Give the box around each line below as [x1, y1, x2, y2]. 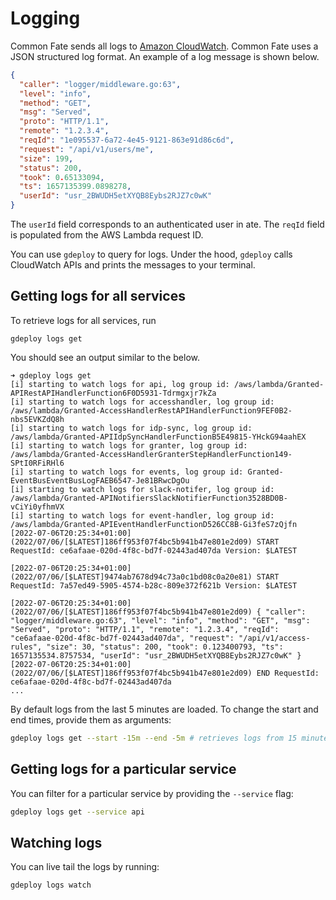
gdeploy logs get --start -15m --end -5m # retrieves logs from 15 [10, 733, 298, 743]
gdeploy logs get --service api [10, 807, 145, 817]
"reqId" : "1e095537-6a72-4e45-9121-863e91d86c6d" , [19, 135, 235, 146]
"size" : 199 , [19, 153, 74, 164]
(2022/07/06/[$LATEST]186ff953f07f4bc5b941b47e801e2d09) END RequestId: [10, 668, 320, 678]
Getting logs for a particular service [10, 761, 237, 778]
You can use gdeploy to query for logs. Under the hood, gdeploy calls [10, 248, 293, 261]
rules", [10, 642, 43, 652]
